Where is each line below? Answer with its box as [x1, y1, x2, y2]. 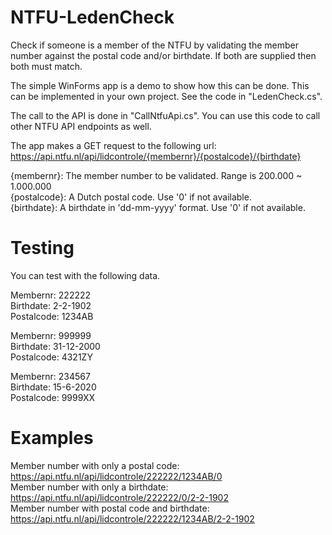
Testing [10, 237, 75, 260]
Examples [10, 427, 94, 450]
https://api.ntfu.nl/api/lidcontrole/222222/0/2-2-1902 [10, 491, 229, 503]
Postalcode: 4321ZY [10, 351, 93, 363]
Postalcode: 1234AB [10, 310, 94, 322]
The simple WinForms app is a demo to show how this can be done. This [10, 79, 310, 91]
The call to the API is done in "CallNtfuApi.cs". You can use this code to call [10, 109, 321, 121]
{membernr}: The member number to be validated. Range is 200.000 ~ [10, 169, 303, 181]
